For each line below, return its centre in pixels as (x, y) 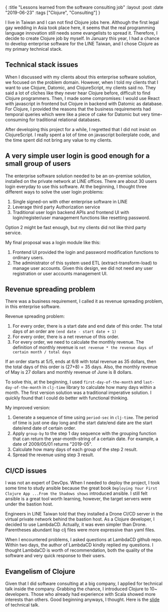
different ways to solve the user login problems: (54, 192)
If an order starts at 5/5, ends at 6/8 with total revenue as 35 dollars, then (81, 362)
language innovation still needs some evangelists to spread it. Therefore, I (81, 33)
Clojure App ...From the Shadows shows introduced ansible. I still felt (76, 493)
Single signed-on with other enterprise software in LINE (70, 201)
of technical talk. (22, 605)
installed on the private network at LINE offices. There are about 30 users (81, 181)
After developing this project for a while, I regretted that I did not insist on (81, 129)
